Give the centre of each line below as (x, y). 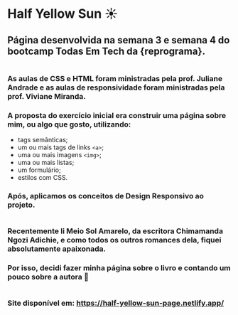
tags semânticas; (43, 140)
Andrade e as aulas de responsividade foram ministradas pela (116, 87)
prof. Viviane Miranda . (47, 96)
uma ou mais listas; (46, 163)
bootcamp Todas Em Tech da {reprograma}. (107, 51)
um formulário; (39, 170)
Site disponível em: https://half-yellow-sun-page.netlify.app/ (116, 303)
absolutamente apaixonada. (57, 249)
